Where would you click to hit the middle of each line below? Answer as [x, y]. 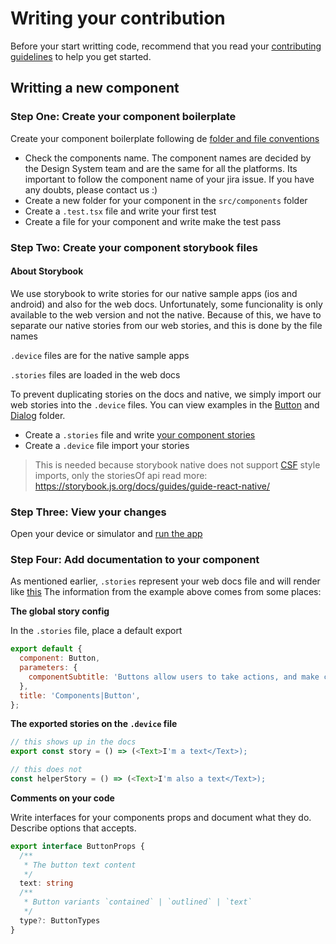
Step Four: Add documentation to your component [135, 559]
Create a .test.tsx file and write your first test [120, 211]
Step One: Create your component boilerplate [123, 117]
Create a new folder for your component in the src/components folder [166, 200]
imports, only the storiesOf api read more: [121, 475]
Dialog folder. [38, 415]
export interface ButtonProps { [77, 846]
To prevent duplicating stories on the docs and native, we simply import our [166, 394]
